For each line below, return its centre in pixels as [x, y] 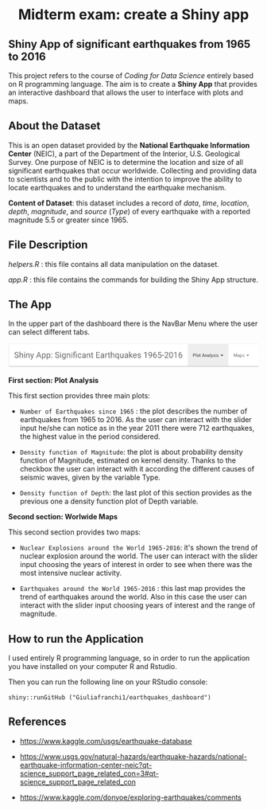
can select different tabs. [49, 332]
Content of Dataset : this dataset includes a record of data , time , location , [129, 203]
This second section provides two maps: [75, 532]
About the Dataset [54, 126]
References [37, 722]
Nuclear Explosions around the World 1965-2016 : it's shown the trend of [139, 548]
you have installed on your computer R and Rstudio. [93, 666]
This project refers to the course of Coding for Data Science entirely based [131, 76]
